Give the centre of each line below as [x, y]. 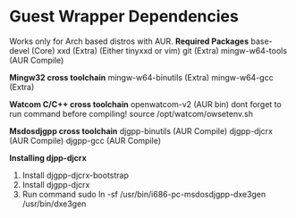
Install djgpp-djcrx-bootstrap [76, 175]
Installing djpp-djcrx [48, 157]
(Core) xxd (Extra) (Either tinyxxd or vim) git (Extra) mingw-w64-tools [159, 50]
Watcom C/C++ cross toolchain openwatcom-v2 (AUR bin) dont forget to [145, 104]
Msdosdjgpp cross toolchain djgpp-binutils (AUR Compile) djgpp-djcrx [141, 130]
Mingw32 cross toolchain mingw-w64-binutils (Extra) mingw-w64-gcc [142, 77]
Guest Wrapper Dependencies [124, 17]
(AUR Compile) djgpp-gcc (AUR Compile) [85, 140]
